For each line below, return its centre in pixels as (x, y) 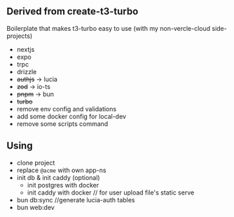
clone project (36, 162)
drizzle (27, 71)
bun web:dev (36, 207)
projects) (20, 36)
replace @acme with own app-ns (61, 170)
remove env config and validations (67, 108)
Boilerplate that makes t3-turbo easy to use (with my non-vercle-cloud (109, 28)
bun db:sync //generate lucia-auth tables (76, 199)
